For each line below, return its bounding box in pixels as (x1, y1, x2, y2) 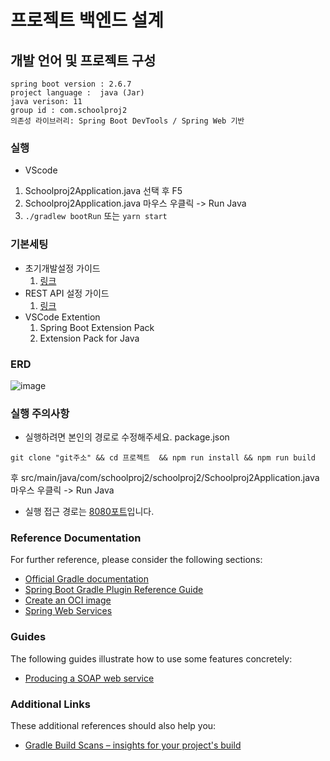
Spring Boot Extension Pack (39, 321, 155, 333)
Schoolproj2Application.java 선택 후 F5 (24, 185, 183, 197)
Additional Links (10, 697, 91, 711)
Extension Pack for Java (39, 332, 140, 344)
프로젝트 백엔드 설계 (10, 9, 165, 32)
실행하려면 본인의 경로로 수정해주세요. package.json (24, 431, 230, 443)
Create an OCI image (24, 594, 112, 606)
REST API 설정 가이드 (24, 287, 110, 299)
